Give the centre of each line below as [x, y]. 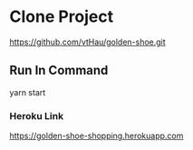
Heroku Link [37, 115]
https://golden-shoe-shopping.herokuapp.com [96, 136]
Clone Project [62, 17]
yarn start [28, 92]
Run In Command [59, 70]
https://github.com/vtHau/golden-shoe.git [87, 42]
